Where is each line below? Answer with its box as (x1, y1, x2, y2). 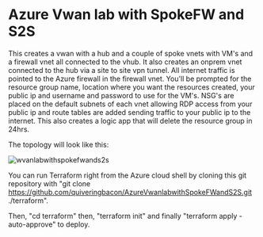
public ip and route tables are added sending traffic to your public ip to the (8, 107, 251, 117)
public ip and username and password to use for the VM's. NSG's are (8, 90, 234, 100)
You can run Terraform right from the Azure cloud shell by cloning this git (8, 170, 247, 180)
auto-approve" (8, 220, 56, 229)
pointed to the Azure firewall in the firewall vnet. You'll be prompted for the (8, 74, 252, 83)
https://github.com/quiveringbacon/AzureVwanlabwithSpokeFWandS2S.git (8, 187, 252, 197)
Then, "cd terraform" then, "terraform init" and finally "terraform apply (8, 211, 238, 220)
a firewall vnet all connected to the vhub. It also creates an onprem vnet (8, 57, 242, 67)
